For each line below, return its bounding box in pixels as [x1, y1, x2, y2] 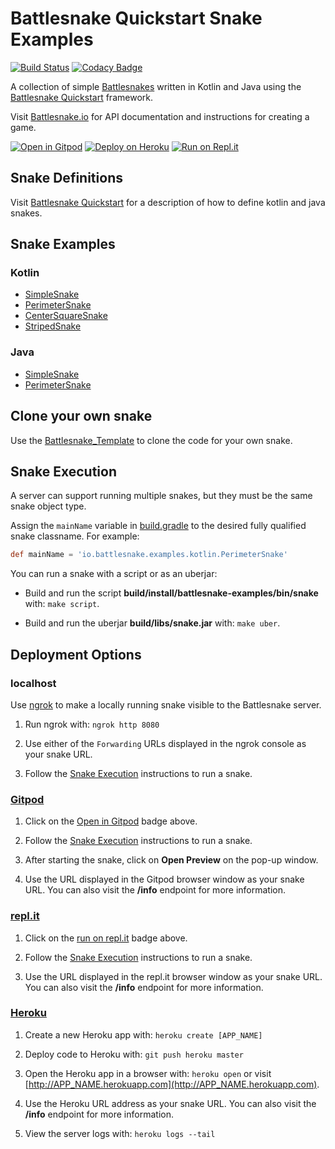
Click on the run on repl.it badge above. [24, 932, 188, 944]
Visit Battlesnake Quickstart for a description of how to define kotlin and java [10, 196, 326, 208]
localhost [10, 676, 57, 690]
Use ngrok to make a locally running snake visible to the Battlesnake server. [10, 698, 322, 711]
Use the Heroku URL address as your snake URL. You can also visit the [24, 1097, 317, 1109]
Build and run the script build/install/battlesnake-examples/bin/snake [24, 587, 319, 599]
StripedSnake [24, 320, 82, 332]
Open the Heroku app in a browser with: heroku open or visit [24, 1067, 272, 1079]
